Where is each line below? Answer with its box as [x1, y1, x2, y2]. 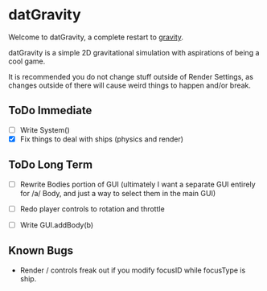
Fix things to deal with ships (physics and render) [19, 134, 183, 144]
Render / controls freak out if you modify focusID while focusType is [19, 265, 246, 275]
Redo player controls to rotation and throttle [19, 203, 165, 214]
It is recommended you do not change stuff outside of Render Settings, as [8, 72, 253, 81]
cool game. [8, 56, 46, 66]
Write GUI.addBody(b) [19, 219, 94, 230]
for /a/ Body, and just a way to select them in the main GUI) [19, 188, 216, 198]
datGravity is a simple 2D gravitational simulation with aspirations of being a [8, 47, 260, 57]
